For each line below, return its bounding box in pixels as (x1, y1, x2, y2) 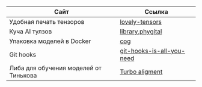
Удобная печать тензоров (9, 18, 85, 26)
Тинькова (9, 72, 37, 79)
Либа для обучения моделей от (9, 64, 102, 72)
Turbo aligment (120, 68, 163, 76)
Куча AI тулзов (9, 27, 52, 35)
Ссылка (144, 8, 168, 15)
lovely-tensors (120, 18, 162, 26)
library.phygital (120, 27, 162, 35)
